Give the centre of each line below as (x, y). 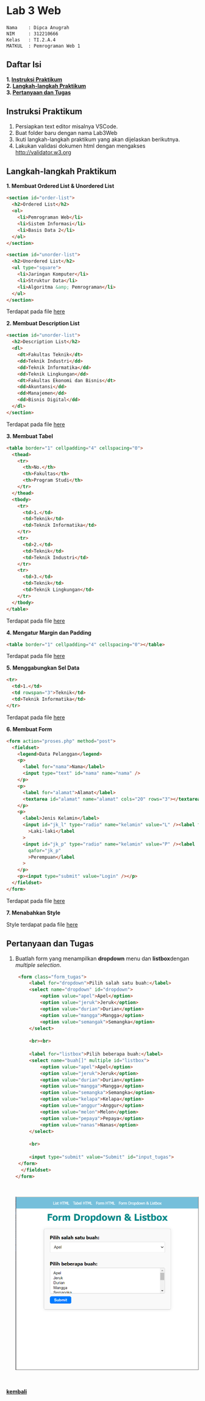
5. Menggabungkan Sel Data (43, 668)
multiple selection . (38, 965)
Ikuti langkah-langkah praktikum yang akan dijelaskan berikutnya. (98, 139)
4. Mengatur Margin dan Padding (49, 632)
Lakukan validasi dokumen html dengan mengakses (80, 146)
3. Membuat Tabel (30, 436)
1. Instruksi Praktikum (34, 79)
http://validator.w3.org (43, 152)
